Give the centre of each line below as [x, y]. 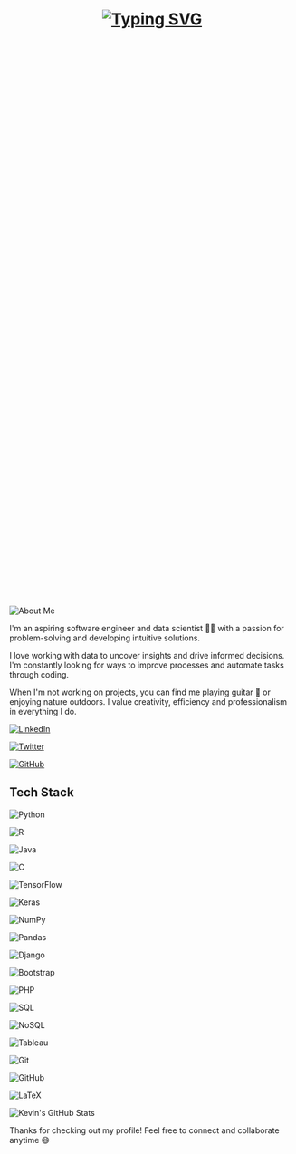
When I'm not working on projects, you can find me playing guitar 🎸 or [140, 692]
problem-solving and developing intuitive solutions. [105, 638]
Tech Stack [42, 793]
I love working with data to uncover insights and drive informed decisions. [147, 655]
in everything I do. [43, 711]
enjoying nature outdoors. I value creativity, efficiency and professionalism [148, 701]
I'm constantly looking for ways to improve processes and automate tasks [147, 665]
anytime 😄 [29, 1140]
